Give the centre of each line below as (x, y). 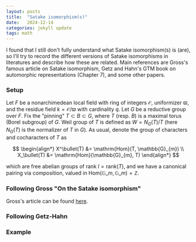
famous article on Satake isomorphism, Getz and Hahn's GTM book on (91, 69)
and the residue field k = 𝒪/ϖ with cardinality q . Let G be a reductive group (96, 110)
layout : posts (23, 11)
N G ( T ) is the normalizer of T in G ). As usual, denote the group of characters (97, 131)
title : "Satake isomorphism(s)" (47, 17)
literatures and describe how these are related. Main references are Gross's (97, 63)
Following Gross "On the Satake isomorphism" (74, 188)
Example (19, 232)
